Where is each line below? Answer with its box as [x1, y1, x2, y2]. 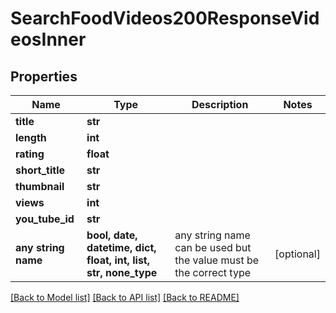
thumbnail [15, 180, 65, 193]
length [15, 131, 47, 144]
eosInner [10, 28, 87, 51]
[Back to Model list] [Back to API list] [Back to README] [10, 292, 240, 303]
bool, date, [86, 228, 138, 242]
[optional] [274, 247, 321, 261]
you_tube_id [15, 212, 75, 226]
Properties [10, 68, 78, 85]
